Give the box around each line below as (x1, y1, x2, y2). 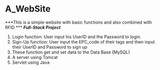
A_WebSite (5, 3, 51, 14)
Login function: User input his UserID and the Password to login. (12, 34, 141, 40)
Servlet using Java (12, 59, 50, 65)
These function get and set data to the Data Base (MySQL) (12, 49, 130, 55)
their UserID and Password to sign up (12, 44, 88, 50)
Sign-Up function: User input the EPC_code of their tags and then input (12, 39, 155, 44)
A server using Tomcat (12, 54, 58, 60)
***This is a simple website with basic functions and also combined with (5, 19, 152, 25)
